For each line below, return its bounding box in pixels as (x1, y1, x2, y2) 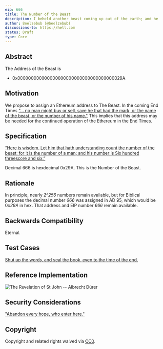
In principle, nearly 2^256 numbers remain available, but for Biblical (5, 192, 141, 198)
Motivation (5, 89, 39, 98)
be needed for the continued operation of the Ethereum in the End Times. (5, 118, 153, 124)
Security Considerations (5, 298, 81, 306)
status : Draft (5, 30, 34, 35)
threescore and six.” (5, 155, 45, 162)
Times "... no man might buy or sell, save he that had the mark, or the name (5, 107, 156, 113)
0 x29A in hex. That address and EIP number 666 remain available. (5, 203, 138, 209)
